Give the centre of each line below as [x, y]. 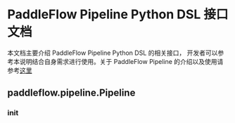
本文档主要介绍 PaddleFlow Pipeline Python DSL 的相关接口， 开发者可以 [113, 53]
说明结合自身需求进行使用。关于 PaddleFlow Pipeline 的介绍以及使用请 [121, 61]
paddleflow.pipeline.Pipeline [71, 93]
